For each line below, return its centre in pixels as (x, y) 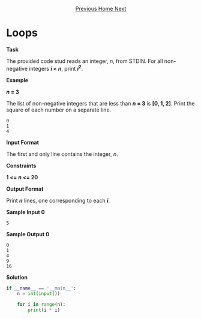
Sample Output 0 (28, 234)
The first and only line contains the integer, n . (62, 154)
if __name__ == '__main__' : (41, 288)
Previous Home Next (101, 9)
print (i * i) (44, 310)
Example (17, 80)
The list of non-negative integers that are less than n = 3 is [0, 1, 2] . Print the (100, 103)
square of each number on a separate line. (59, 110)
